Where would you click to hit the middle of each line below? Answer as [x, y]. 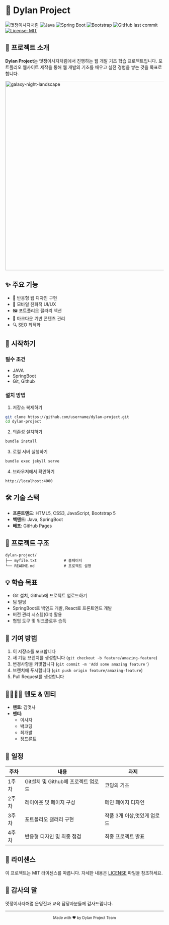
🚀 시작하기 [21, 344]
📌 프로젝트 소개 [27, 48]
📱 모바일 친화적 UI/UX [34, 304]
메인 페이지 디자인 [125, 802]
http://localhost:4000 [29, 481]
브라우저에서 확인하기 [33, 472]
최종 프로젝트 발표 [125, 836]
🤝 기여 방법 [21, 638]
